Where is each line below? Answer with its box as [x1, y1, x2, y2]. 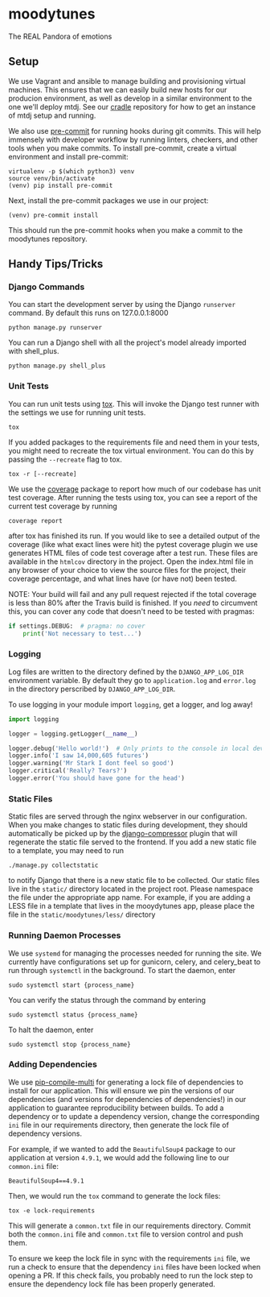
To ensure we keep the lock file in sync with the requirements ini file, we [8, 1253, 251, 1263]
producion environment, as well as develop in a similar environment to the [8, 93, 252, 103]
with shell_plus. [8, 346, 59, 356]
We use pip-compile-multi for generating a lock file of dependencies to [8, 1077, 243, 1087]
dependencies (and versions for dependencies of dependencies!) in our [8, 1094, 247, 1104]
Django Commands [8, 281, 85, 292]
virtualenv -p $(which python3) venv [8, 167, 135, 176]
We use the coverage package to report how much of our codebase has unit [8, 484, 261, 494]
